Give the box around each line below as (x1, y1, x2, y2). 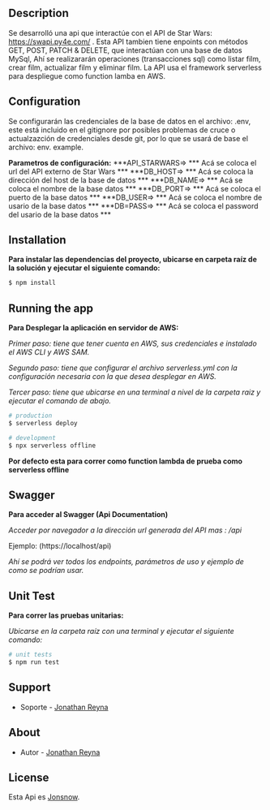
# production (8, 411, 53, 420)
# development (8, 433, 57, 442)
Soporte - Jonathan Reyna (19, 702, 109, 712)
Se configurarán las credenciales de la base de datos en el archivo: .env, (8, 116, 251, 126)
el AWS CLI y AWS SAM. (8, 347, 90, 357)
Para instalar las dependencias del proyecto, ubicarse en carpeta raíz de (8, 255, 258, 265)
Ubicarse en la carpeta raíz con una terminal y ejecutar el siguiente (8, 627, 235, 636)
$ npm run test (8, 658, 60, 666)
